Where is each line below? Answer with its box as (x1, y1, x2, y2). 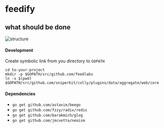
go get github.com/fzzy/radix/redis (12, 108, 87, 113)
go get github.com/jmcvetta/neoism (12, 118, 85, 123)
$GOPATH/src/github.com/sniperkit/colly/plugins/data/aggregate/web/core (5, 80, 160, 85)
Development (5, 47, 33, 53)
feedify (5, 3, 35, 15)
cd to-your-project (5, 68, 45, 73)
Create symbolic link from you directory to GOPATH (5, 58, 105, 64)
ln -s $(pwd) (5, 76, 32, 81)
